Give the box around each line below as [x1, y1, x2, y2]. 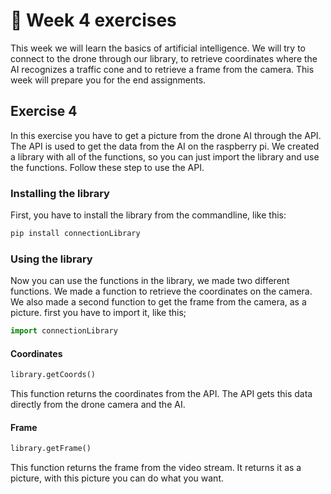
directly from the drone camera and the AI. [10, 399, 186, 411]
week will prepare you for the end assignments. [10, 74, 207, 86]
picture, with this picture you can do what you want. [10, 472, 225, 484]
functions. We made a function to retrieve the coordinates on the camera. [10, 285, 313, 298]
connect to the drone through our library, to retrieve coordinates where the [10, 52, 318, 64]
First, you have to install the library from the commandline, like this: [10, 209, 287, 221]
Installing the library [10, 186, 110, 200]
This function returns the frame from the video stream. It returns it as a [10, 462, 302, 474]
